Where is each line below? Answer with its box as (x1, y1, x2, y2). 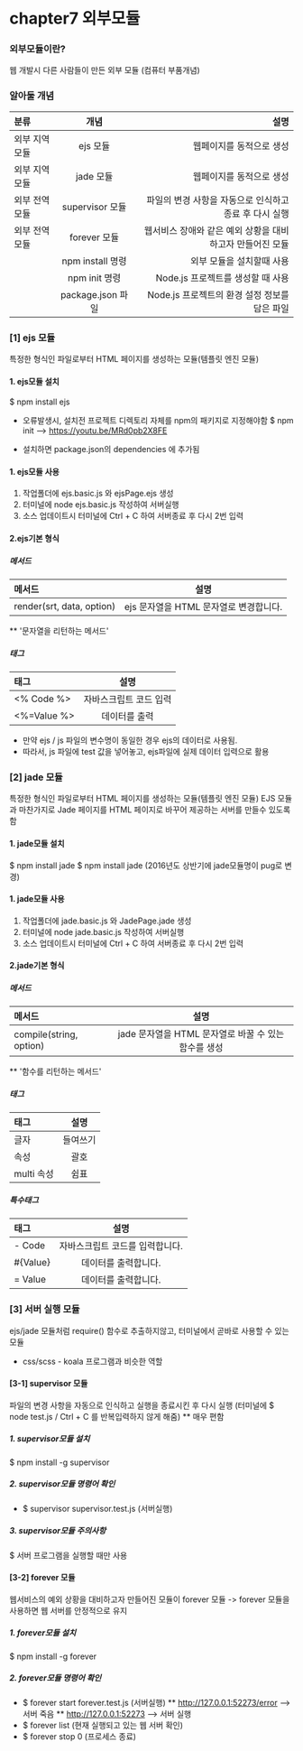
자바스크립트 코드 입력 (83, 693, 172, 706)
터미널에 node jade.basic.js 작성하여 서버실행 (22, 926, 185, 937)
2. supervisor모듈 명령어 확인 (9, 1478, 115, 1489)
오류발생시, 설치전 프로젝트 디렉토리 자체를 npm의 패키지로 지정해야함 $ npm (22, 415, 294, 426)
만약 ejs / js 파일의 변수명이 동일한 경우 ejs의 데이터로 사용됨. (22, 735, 238, 746)
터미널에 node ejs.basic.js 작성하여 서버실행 (22, 499, 179, 510)
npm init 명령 (67, 272, 122, 284)
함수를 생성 (179, 1042, 224, 1054)
